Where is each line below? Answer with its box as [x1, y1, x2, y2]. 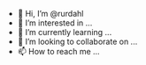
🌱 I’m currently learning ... [17, 27, 112, 37]
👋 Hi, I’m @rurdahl [17, 9, 84, 18]
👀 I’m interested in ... [17, 18, 93, 28]
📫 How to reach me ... [17, 47, 100, 56]
